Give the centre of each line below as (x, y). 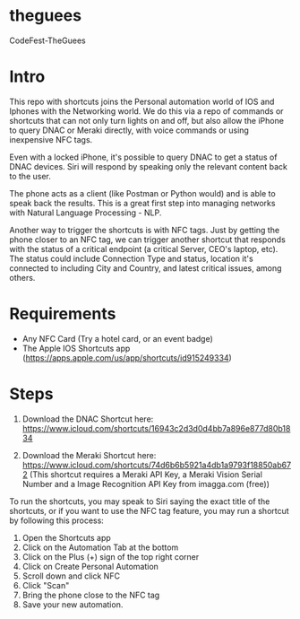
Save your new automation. (73, 604)
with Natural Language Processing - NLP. (86, 213)
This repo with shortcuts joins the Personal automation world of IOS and (142, 101)
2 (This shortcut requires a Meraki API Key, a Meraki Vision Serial (142, 474)
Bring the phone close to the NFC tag (91, 595)
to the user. (30, 176)
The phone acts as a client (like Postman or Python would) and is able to (142, 193)
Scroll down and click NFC (71, 576)
